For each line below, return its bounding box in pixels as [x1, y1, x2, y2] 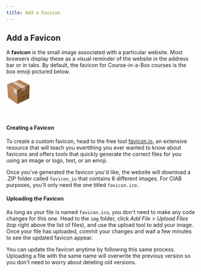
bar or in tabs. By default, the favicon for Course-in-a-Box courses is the [6, 62, 187, 69]
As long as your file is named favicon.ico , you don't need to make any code [6, 208, 196, 215]
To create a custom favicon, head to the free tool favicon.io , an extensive [6, 138, 188, 145]
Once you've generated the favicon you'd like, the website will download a [6, 168, 191, 176]
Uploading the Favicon [6, 195, 64, 202]
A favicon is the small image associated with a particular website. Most [6, 49, 183, 56]
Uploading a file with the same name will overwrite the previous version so [6, 252, 191, 259]
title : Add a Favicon [6, 10, 61, 16]
